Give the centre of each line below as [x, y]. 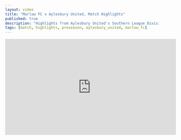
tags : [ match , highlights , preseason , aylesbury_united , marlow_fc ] [76, 28]
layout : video [20, 10]
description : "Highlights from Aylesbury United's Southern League [75, 23]
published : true [21, 19]
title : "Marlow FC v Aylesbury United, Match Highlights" [65, 14]
